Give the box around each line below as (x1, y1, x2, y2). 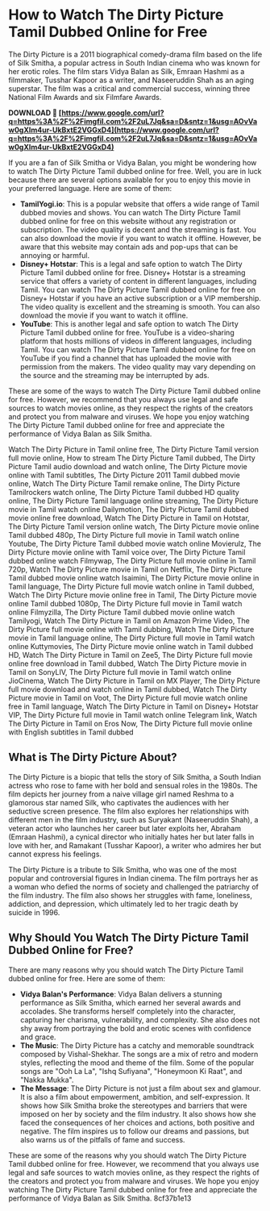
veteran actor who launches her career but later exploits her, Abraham (8, 823, 242, 833)
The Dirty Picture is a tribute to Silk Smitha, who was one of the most (8, 864, 237, 874)
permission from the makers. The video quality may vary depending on (19, 361, 256, 372)
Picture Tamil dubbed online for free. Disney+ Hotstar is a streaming (19, 268, 246, 277)
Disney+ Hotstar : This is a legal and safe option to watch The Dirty (19, 259, 243, 268)
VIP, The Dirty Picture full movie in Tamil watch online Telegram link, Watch (8, 710, 258, 719)
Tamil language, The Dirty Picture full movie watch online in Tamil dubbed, (8, 581, 255, 591)
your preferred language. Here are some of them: (8, 183, 172, 193)
